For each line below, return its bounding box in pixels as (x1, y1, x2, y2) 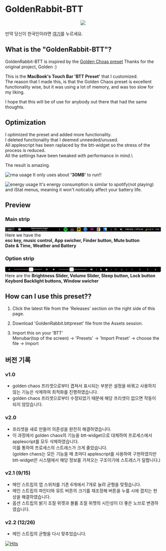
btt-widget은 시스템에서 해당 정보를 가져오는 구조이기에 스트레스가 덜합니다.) (12, 457, 161, 463)
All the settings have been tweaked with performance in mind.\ (5, 152, 133, 158)
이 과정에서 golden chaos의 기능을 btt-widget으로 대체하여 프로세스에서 (12, 432, 152, 438)
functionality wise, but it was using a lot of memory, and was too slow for (5, 84, 154, 90)
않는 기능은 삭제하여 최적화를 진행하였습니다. (12, 389, 99, 395)
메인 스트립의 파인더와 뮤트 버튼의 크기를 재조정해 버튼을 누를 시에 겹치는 (12, 488, 152, 494)
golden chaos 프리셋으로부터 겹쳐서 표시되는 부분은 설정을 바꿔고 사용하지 (12, 383, 157, 389)
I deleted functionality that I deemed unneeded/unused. (5, 137, 119, 143)
